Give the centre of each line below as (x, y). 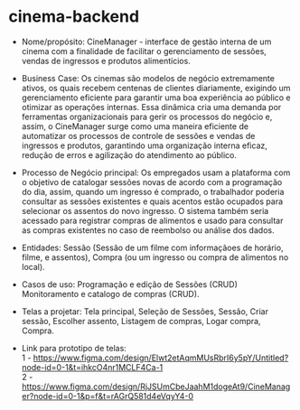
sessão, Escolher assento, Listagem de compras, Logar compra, (141, 321)
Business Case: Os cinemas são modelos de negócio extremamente (148, 78)
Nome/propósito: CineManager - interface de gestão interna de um (146, 42)
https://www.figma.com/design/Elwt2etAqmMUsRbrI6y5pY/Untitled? (161, 358)
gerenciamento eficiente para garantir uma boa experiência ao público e (156, 98)
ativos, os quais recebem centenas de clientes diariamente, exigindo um (156, 88)
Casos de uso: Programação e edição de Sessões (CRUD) (130, 284)
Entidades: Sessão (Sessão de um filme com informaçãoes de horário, (152, 247)
